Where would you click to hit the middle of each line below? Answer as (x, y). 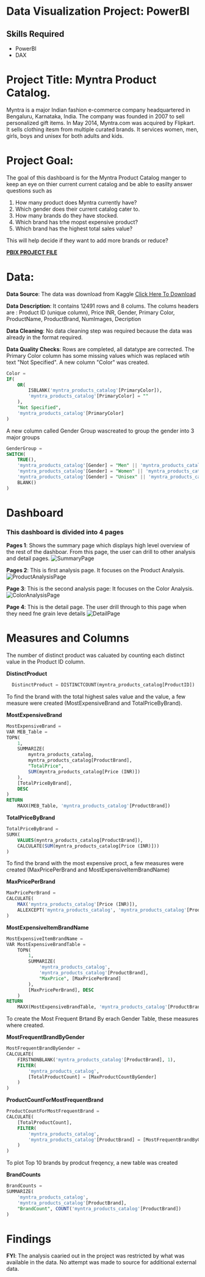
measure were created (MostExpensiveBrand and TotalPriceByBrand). (94, 703)
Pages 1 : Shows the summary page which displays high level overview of (98, 545)
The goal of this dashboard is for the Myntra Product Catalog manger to (96, 177)
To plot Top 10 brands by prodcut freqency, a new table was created (92, 1163)
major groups (23, 437)
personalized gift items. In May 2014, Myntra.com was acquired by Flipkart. (101, 123)
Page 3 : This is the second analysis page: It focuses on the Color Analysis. (100, 589)
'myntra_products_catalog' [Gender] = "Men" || (77, 466)
